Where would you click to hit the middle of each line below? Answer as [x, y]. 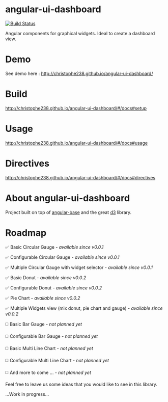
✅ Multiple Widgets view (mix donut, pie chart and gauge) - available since [84, 308]
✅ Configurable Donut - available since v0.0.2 [54, 288]
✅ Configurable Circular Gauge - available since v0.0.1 [62, 257]
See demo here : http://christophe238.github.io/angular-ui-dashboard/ [79, 73]
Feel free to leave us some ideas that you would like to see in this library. [81, 384]
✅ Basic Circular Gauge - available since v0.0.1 [54, 247]
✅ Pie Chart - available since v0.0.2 [43, 298]
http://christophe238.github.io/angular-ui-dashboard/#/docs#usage [77, 143]
